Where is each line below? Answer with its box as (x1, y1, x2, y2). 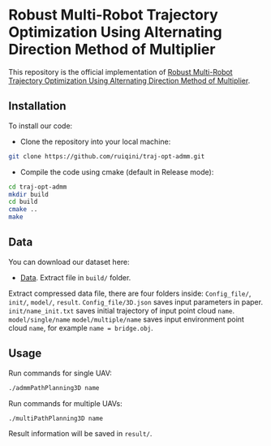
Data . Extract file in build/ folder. (19, 272, 131, 282)
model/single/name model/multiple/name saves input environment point (8, 314, 245, 324)
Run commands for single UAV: (8, 368, 112, 378)
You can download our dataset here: (8, 257, 130, 266)
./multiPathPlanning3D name (8, 414, 104, 422)
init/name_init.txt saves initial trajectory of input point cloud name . (8, 305, 235, 315)
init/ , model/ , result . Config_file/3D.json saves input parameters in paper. (8, 297, 264, 306)
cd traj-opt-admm (8, 183, 67, 191)
